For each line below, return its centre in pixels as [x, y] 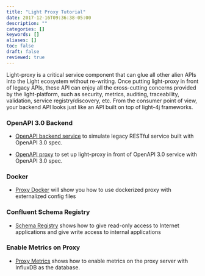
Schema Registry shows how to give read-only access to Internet [97, 225]
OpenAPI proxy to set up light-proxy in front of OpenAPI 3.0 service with [106, 154]
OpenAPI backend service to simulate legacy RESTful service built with [104, 136]
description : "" [27, 23]
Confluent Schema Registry [48, 212]
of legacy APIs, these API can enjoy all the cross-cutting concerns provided [101, 87]
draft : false [23, 52]
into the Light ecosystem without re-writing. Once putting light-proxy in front [103, 81]
